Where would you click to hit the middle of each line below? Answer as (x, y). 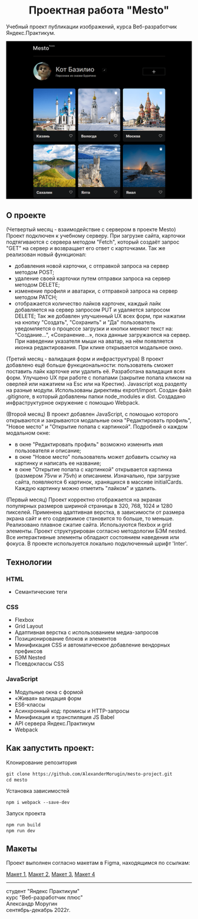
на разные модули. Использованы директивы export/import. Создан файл (99, 390)
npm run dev (21, 831)
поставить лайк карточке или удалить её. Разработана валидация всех (96, 372)
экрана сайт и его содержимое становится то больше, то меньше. (90, 518)
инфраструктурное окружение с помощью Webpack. (73, 403)
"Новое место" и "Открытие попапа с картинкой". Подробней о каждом (97, 427)
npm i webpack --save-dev (38, 802)
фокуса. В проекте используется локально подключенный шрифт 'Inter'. (97, 544)
